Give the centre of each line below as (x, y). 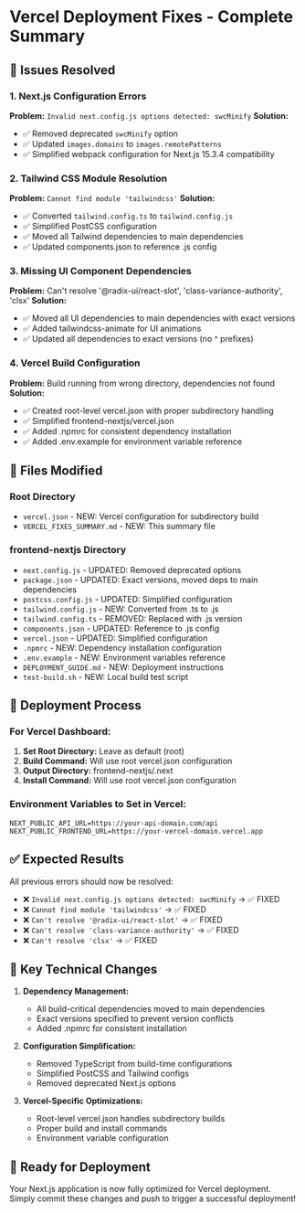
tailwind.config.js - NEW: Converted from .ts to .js (121, 609)
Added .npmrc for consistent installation (111, 1028)
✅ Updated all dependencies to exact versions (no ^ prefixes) (138, 339)
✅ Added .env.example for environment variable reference (132, 442)
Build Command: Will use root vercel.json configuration (127, 761)
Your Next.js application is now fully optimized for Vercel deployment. (140, 1189)
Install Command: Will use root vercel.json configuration (129, 781)
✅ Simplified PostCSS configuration (90, 227)
